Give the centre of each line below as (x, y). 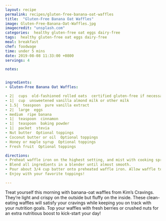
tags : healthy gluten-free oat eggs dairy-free (56, 38)
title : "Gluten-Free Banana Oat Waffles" (49, 19)
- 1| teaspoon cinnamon (32, 119)
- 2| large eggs (24, 110)
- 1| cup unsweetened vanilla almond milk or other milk (67, 100)
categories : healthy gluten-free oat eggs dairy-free (63, 33)
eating (12, 203)
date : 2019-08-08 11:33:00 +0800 (40, 56)
